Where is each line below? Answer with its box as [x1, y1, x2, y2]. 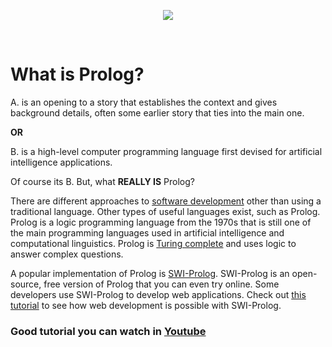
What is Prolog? [10, 63, 145, 86]
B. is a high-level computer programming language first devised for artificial [10, 145, 323, 157]
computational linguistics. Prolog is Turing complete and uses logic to [10, 237, 297, 249]
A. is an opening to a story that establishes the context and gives [10, 96, 278, 108]
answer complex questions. [10, 248, 124, 260]
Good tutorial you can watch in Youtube [10, 324, 207, 338]
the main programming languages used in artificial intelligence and [10, 226, 285, 239]
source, [10, 278, 42, 290]
